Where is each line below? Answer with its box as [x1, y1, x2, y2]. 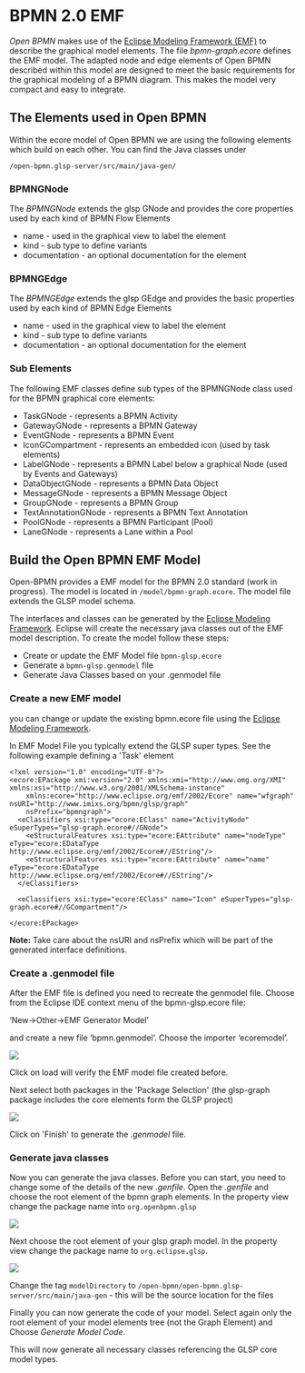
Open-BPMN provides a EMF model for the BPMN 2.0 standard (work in [9, 576, 278, 587]
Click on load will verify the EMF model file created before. [9, 1067, 229, 1078]
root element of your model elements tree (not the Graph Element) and [9, 1317, 273, 1328]
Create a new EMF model [9, 692, 122, 705]
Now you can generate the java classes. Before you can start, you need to [9, 1172, 286, 1183]
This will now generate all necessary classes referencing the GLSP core [9, 1344, 278, 1355]
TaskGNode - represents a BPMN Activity [22, 410, 179, 421]
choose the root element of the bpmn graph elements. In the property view [9, 1191, 290, 1202]
